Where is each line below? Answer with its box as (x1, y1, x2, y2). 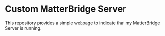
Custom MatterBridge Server (5, 3, 126, 15)
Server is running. (5, 25, 41, 31)
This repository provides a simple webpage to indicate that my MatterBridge (5, 20, 160, 26)
